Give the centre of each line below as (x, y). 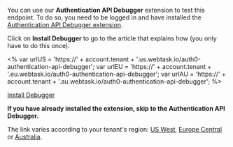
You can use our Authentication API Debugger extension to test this (106, 10)
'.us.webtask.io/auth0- (169, 59)
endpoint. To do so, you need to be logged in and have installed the (104, 17)
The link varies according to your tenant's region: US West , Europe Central (115, 129)
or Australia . (25, 137)
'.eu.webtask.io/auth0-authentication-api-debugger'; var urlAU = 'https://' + (116, 74)
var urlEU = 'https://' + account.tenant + (154, 67)
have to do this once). (38, 46)
